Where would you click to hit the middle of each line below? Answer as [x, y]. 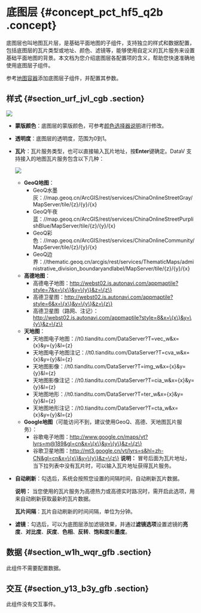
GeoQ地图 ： [39, 182]
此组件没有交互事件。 [32, 604]
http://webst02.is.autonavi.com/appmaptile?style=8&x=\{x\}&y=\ [112, 317]
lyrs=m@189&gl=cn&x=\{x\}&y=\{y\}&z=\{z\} [87, 443]
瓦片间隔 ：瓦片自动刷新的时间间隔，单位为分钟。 [75, 511]
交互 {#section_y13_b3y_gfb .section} [78, 588]
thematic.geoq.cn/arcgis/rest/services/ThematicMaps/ [115, 262]
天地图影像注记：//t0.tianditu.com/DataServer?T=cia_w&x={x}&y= [114, 380]
